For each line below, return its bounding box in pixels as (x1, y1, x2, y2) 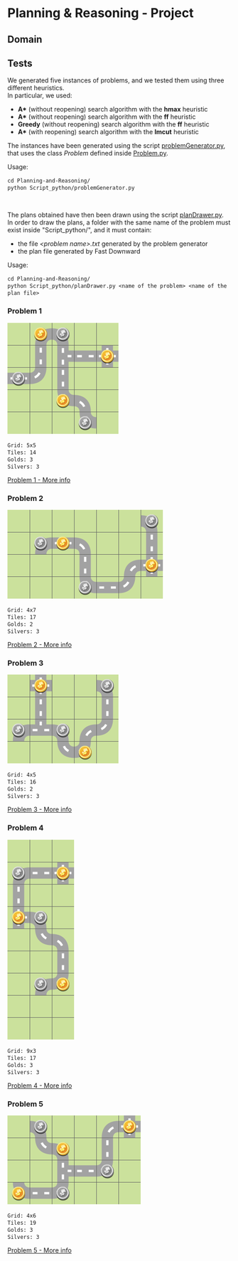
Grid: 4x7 (7, 606, 37, 614)
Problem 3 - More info (7, 805, 72, 814)
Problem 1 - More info (7, 475, 71, 484)
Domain (7, 33, 43, 45)
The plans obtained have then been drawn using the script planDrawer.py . (7, 211, 224, 220)
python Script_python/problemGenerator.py (7, 185, 135, 192)
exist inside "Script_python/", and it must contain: (7, 226, 152, 234)
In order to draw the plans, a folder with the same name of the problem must (7, 218, 231, 227)
